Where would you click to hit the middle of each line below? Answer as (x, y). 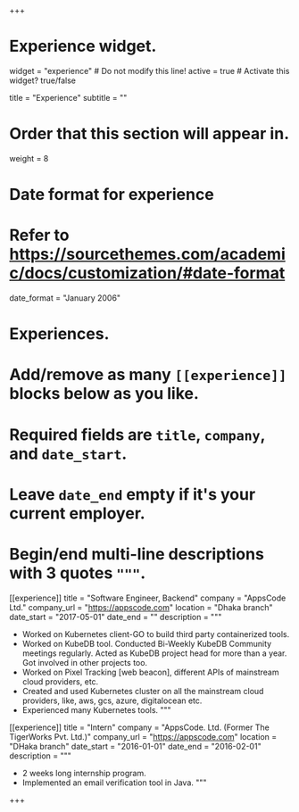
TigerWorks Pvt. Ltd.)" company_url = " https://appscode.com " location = (143, 736)
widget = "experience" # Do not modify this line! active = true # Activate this (149, 70)
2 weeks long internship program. (84, 773)
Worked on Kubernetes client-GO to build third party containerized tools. (156, 634)
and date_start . (68, 454)
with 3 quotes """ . (78, 573)
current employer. (77, 513)
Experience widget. (83, 46)
